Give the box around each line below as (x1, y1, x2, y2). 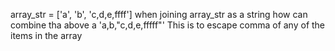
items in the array (10, 30, 83, 41)
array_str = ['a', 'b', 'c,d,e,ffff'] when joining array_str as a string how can (10, 9, 308, 20)
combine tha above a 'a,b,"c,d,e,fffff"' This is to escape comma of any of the (10, 19, 326, 31)
